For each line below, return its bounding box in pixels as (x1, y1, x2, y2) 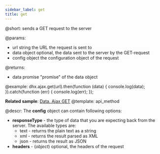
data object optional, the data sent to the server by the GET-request (12, 50, 150, 56)
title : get (5, 12, 28, 17)
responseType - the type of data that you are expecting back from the (12, 117, 156, 123)
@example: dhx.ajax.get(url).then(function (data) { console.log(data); (5, 83, 145, 89)
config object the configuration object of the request (12, 55, 119, 61)
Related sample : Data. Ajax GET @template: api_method (5, 98, 120, 104)
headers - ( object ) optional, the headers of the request (12, 143, 124, 149)
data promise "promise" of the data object (12, 74, 98, 80)
